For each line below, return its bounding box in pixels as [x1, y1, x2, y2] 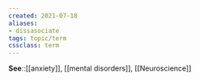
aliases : [8, 19, 38, 27]
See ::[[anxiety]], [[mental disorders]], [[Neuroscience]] [8, 63, 192, 73]
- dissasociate [8, 26, 60, 34]
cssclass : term [8, 42, 60, 50]
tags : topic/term [8, 34, 67, 43]
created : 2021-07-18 [8, 11, 78, 20]
